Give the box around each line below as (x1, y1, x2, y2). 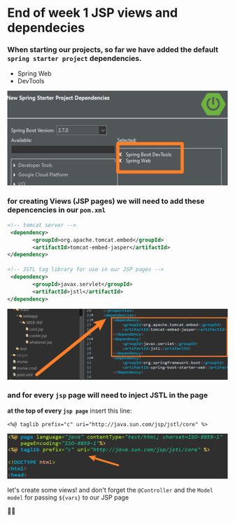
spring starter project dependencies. (7, 54, 142, 64)
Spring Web (17, 69, 52, 78)
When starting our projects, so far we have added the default (7, 45, 219, 55)
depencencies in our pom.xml (7, 205, 106, 214)
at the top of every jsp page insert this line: (7, 406, 132, 415)
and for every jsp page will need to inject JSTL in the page (7, 390, 208, 400)
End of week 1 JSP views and (7, 5, 178, 21)
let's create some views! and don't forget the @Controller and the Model (7, 486, 213, 494)
